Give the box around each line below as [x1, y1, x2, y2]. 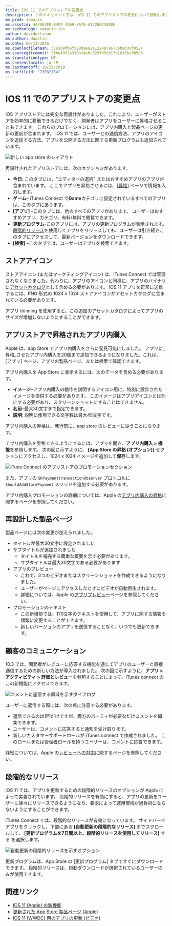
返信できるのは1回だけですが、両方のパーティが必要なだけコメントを [12, 713, 158, 719]
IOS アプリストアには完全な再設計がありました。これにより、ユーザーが [5, 111, 158, 117]
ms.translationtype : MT [5, 55, 56, 61]
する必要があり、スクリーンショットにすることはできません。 [17, 399, 147, 405]
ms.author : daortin [5, 36, 47, 42]
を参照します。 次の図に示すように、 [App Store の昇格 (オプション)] [10, 446, 155, 452]
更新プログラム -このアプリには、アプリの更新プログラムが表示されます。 [12, 221, 167, 227]
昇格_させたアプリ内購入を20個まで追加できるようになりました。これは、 [5, 351, 161, 358]
